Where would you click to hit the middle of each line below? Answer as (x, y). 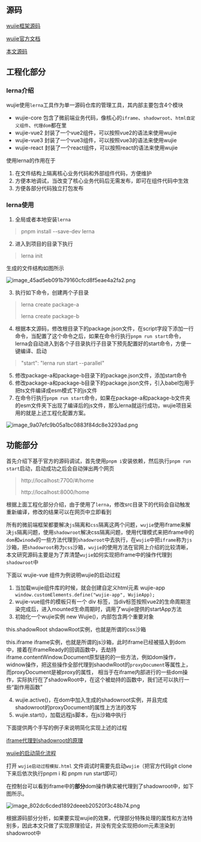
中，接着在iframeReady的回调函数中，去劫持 (61, 649)
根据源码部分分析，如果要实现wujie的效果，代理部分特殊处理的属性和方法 (97, 818)
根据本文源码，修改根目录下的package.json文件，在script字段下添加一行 (104, 328)
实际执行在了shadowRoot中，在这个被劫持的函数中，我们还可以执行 (100, 679)
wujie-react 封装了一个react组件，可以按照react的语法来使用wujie (96, 148)
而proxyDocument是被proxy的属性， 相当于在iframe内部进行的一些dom (94, 672)
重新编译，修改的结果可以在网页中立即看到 (59, 512)
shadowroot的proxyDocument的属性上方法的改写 (76, 707)
